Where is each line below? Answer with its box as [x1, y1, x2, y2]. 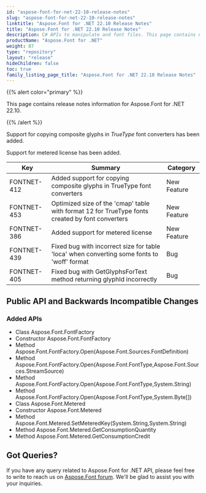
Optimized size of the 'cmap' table [51, 199, 150, 208]
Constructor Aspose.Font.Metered [15, 406, 102, 414]
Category [167, 164, 196, 172]
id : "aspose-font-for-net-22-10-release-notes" [6, 9, 131, 15]
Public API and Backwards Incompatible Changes [6, 296, 199, 307]
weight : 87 [6, 44, 34, 50]
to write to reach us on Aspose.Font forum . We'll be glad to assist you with [6, 473, 194, 480]
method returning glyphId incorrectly [51, 275, 158, 284]
